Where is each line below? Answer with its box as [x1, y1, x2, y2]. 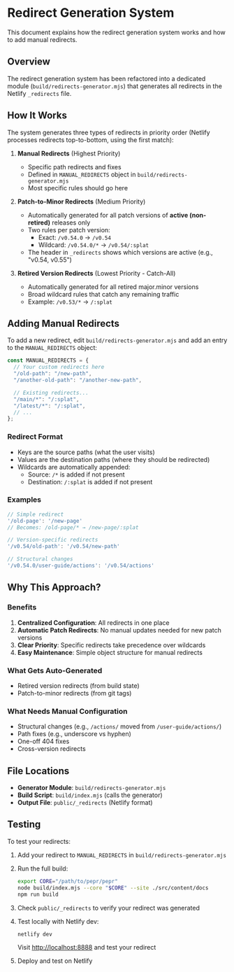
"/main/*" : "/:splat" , [13, 395, 80, 403]
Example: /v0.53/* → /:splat [27, 297, 113, 306]
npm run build [17, 891, 59, 898]
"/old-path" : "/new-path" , [13, 370, 92, 377]
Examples [7, 495, 42, 505]
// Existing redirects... [13, 389, 89, 396]
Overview [7, 56, 51, 68]
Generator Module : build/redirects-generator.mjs [17, 784, 166, 792]
